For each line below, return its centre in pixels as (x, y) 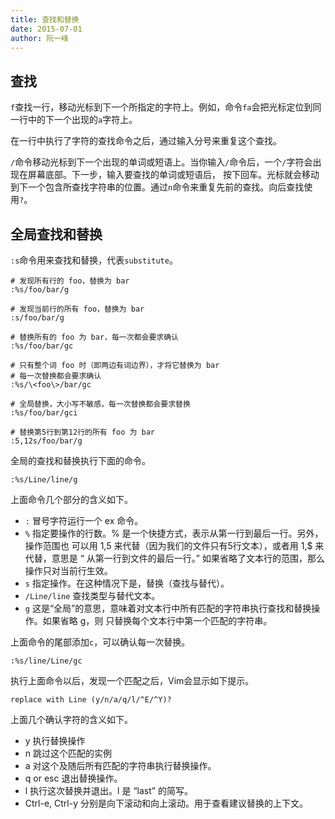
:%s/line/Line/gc (46, 661)
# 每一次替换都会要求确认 (56, 376)
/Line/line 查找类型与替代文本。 (92, 595)
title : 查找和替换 (45, 19)
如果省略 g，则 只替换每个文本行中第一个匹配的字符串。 (157, 620)
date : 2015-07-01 (46, 29)
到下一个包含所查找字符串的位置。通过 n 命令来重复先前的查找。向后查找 (157, 187)
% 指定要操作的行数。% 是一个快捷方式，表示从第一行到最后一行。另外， (174, 533)
